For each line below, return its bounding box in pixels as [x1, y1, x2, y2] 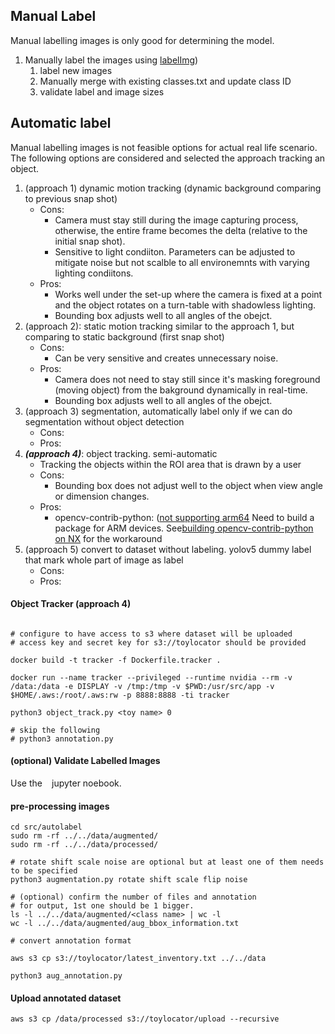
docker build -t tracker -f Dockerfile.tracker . [10, 655, 222, 665]
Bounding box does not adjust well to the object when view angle [54, 479, 323, 491]
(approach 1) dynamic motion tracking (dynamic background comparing [24, 182, 322, 194]
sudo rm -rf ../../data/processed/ [10, 840, 159, 850]
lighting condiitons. [54, 267, 134, 279]
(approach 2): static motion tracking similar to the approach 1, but [24, 320, 295, 332]
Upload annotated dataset [10, 992, 122, 1004]
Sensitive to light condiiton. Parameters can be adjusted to [54, 245, 296, 258]
